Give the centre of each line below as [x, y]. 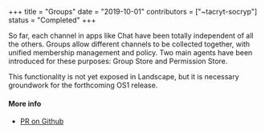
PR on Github [42, 121]
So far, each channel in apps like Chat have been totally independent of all [131, 36]
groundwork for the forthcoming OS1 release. [83, 85]
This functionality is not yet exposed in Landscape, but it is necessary [124, 77]
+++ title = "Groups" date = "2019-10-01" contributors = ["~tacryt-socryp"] [133, 12]
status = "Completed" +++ [52, 20]
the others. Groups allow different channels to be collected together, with [129, 44]
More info [25, 103]
